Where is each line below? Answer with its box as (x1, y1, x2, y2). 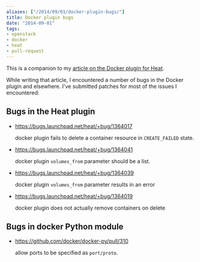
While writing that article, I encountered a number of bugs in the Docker (6, 76, 184, 83)
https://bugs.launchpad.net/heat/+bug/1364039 (14, 169, 134, 176)
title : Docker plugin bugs (6, 14, 74, 20)
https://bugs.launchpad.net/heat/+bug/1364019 (14, 192, 133, 199)
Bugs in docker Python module (6, 221, 124, 232)
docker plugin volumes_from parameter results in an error (14, 181, 155, 188)
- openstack (6, 31, 36, 37)
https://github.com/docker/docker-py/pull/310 (14, 237, 129, 245)
